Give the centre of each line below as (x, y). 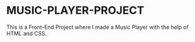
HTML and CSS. (27, 33)
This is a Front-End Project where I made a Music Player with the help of (97, 27)
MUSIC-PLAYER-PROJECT (75, 10)
